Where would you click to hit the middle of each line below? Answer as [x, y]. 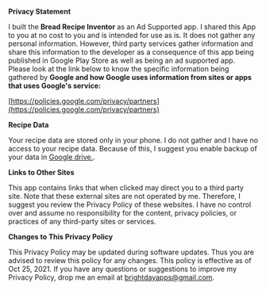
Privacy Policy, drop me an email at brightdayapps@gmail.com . [112, 277]
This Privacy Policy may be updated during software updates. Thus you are [131, 252]
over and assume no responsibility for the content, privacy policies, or [122, 213]
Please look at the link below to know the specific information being [119, 69]
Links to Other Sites [41, 172]
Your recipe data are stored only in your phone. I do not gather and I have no [133, 140]
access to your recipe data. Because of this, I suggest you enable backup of [133, 149]
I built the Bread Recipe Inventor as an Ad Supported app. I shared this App [132, 27]
